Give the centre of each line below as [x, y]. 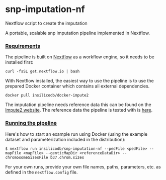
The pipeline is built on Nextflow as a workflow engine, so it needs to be [80, 57]
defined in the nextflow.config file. [41, 172]
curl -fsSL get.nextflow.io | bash [43, 71]
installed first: [19, 62]
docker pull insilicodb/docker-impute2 [47, 96]
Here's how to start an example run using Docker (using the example [76, 134]
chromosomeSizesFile [27, 157]
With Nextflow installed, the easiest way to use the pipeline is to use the [80, 81]
